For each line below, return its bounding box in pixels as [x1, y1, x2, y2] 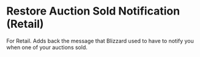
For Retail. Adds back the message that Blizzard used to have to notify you [6, 37, 194, 44]
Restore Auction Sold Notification [6, 4, 180, 18]
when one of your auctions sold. [6, 44, 87, 51]
